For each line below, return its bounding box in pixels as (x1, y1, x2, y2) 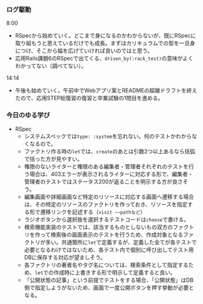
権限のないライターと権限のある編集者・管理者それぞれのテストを (24, 162, 189, 170)
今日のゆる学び (6, 111, 50, 119)
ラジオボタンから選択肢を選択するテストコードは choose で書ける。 (24, 216, 190, 223)
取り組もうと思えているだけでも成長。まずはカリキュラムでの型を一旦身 (15, 39, 196, 47)
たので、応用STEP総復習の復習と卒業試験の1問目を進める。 (15, 94, 164, 102)
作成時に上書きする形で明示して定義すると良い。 (53, 268, 176, 276)
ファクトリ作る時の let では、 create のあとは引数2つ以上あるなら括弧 (24, 147, 196, 155)
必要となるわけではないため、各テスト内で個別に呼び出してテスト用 (24, 246, 194, 253)
